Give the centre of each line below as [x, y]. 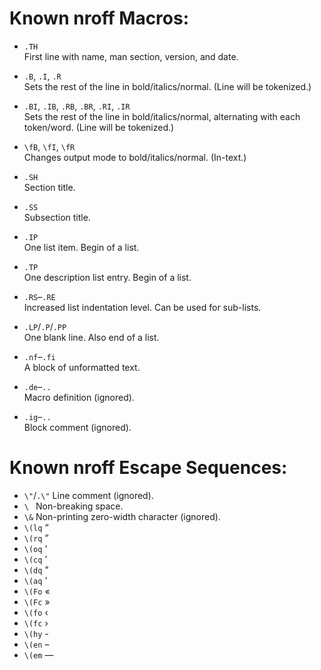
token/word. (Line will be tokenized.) [99, 127]
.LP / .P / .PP [45, 326]
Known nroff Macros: [99, 18]
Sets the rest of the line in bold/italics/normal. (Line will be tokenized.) [167, 86]
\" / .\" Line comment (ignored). [88, 495]
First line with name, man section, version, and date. [131, 56]
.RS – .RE [39, 296]
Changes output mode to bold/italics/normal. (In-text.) [135, 157]
